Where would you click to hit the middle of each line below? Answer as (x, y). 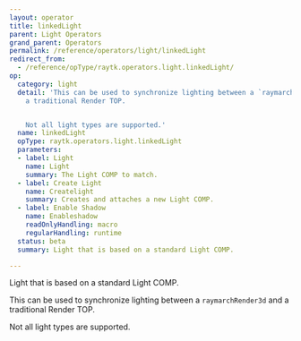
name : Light (47, 166)
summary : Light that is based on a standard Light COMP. (126, 250)
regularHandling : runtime (74, 233)
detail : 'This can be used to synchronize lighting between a (136, 92)
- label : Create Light (60, 183)
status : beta (42, 241)
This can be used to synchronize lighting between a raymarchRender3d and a (149, 300)
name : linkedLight (52, 133)
